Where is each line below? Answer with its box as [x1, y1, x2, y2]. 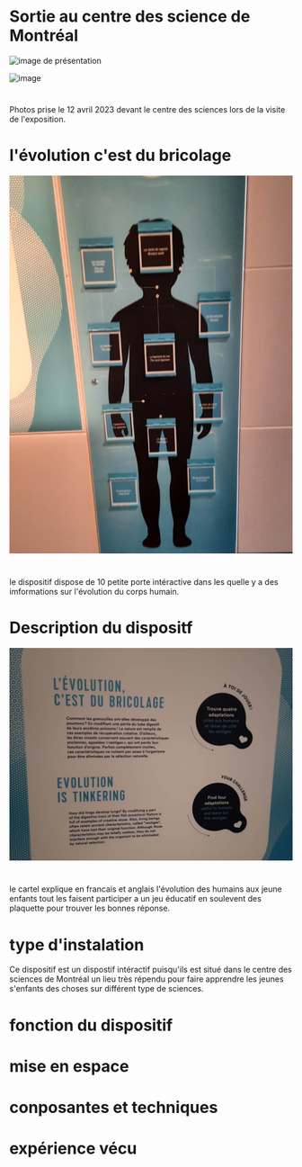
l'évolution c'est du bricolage [9, 146, 232, 166]
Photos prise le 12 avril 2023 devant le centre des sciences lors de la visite [9, 104, 286, 115]
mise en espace [9, 1055, 129, 1076]
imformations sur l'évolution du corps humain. [9, 587, 180, 597]
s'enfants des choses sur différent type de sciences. [9, 983, 204, 994]
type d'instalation [9, 934, 145, 955]
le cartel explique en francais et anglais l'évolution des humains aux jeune [9, 884, 282, 894]
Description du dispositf [9, 618, 193, 638]
